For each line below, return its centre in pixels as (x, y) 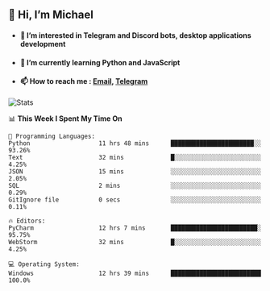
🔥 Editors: (27, 221)
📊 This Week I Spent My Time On (65, 118)
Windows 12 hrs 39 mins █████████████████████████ (135, 273)
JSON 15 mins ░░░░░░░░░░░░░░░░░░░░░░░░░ (135, 171)
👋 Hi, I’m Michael (51, 15)
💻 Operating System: (44, 264)
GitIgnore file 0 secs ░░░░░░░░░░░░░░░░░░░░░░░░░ (135, 200)
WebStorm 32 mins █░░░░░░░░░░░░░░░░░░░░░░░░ (135, 242)
